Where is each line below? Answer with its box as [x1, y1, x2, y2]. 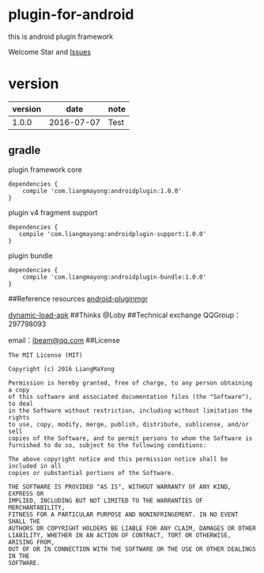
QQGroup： [202, 310, 241, 320]
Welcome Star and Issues [8, 47, 92, 56]
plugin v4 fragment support [8, 207, 98, 217]
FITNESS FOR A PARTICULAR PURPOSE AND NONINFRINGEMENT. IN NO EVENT [8, 510, 239, 518]
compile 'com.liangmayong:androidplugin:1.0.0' [22, 187, 182, 195]
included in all [8, 461, 62, 470]
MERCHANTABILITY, [8, 503, 66, 511]
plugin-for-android [8, 6, 134, 24]
